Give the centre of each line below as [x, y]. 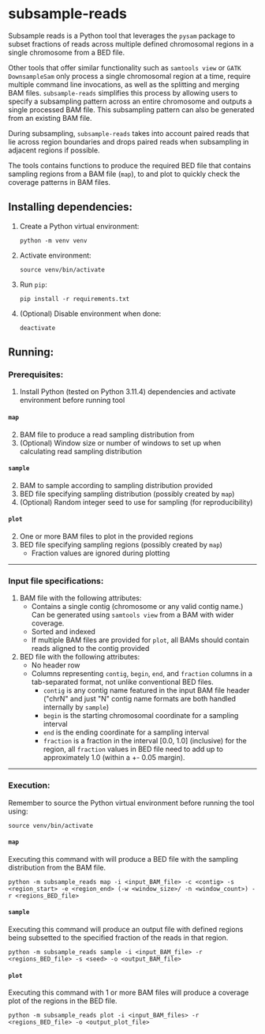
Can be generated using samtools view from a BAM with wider [132, 615]
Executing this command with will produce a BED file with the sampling [123, 859]
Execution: [29, 785]
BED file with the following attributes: [80, 657]
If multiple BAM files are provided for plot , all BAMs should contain [140, 640]
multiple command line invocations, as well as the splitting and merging [124, 85]
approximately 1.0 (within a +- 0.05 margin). [114, 758]
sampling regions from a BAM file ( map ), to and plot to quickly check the [124, 174]
